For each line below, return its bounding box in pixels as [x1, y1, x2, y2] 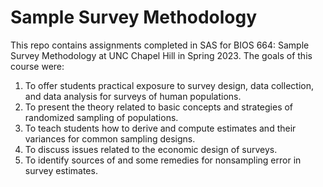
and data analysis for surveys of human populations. [24, 90, 242, 102]
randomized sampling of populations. [24, 111, 179, 123]
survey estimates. [24, 164, 98, 176]
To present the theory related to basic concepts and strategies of [24, 101, 294, 113]
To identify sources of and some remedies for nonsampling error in [24, 154, 302, 166]
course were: [10, 60, 65, 72]
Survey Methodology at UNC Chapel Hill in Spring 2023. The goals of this [10, 49, 313, 61]
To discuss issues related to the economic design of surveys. [24, 143, 278, 155]
